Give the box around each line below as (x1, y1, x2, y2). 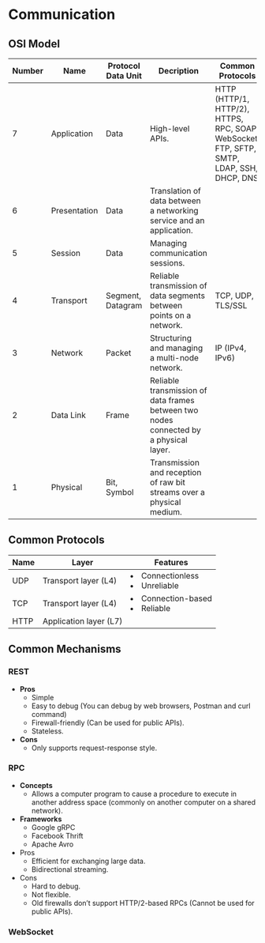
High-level (149, 123, 190, 134)
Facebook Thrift (31, 831, 84, 840)
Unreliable (140, 579, 179, 590)
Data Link (50, 409, 87, 421)
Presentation (50, 206, 99, 216)
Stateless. (31, 726, 65, 736)
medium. (149, 507, 183, 517)
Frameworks (19, 814, 62, 824)
